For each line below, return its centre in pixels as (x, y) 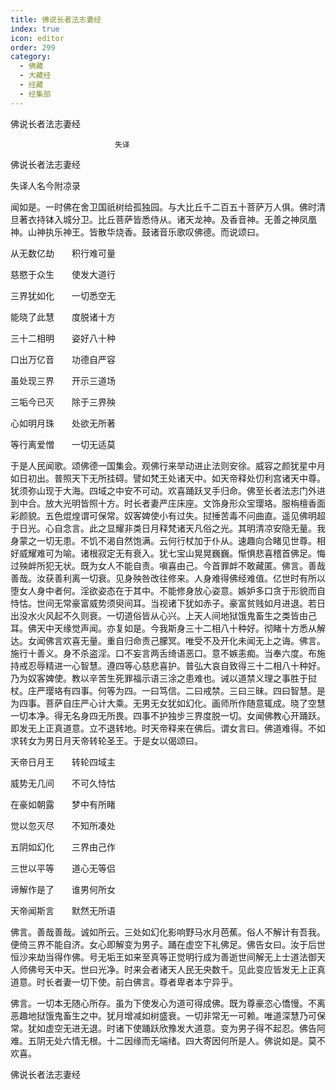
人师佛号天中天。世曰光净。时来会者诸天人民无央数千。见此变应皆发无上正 (163, 969)
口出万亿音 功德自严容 (63, 359)
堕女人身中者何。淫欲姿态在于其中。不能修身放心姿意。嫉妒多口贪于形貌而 (163, 590)
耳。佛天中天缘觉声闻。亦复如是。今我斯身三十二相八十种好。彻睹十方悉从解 (168, 628)
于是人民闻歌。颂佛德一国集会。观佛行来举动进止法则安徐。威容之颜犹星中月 (168, 465)
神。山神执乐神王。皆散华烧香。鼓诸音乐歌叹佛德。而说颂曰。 (137, 232)
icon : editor (37, 38)
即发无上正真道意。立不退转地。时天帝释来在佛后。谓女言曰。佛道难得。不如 (168, 728)
